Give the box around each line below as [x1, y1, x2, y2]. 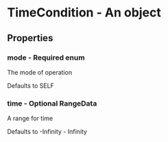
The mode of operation [7, 68, 73, 76]
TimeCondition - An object [7, 5, 161, 21]
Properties [7, 32, 53, 44]
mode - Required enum [7, 53, 85, 62]
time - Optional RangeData [7, 98, 97, 108]
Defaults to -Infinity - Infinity [7, 128, 88, 136]
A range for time [7, 115, 53, 123]
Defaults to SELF [7, 81, 55, 90]
